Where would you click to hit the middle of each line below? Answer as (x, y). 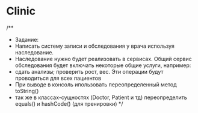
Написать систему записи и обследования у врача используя (94, 46)
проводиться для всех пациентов (58, 78)
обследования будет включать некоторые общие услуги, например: (103, 65)
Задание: (27, 39)
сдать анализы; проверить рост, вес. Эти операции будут (89, 71)
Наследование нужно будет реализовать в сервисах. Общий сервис (103, 59)
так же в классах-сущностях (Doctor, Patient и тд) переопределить (101, 97)
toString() (27, 91)
